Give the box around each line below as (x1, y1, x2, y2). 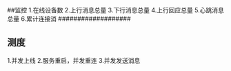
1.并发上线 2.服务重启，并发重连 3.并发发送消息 (7, 56, 141, 64)
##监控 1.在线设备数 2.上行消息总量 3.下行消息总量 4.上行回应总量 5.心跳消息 (7, 6, 224, 14)
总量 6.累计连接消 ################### (7, 14, 131, 23)
